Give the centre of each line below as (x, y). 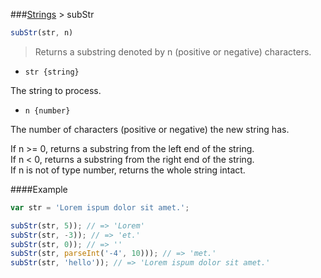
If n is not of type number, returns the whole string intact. (128, 170)
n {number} (47, 110)
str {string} (52, 72)
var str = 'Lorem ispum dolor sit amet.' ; (100, 207)
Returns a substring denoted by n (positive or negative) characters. (173, 51)
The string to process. (56, 90)
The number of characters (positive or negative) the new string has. (150, 129)
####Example (39, 189)
